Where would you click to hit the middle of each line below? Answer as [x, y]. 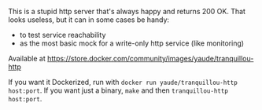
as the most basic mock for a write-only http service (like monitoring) [132, 43]
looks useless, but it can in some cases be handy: [89, 20]
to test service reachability [63, 35]
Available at [27, 59]
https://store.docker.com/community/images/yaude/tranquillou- [150, 59]
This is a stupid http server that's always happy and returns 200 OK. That [127, 11]
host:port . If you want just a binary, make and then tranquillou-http [118, 90]
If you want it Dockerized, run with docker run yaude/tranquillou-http [123, 82]
